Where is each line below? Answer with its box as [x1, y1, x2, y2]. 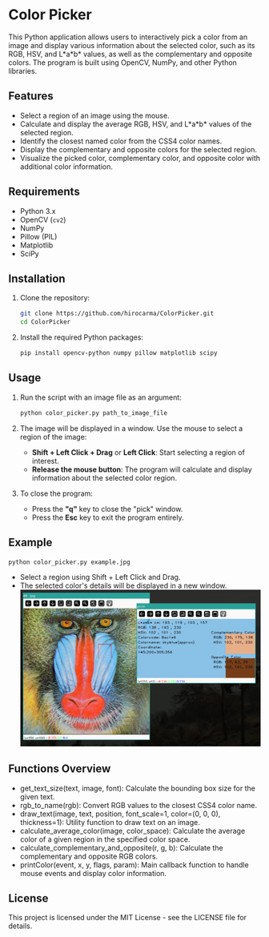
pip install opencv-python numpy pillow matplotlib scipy [19, 349, 218, 357]
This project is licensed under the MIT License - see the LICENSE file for [8, 913, 247, 923]
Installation [8, 271, 66, 285]
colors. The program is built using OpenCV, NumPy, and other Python [8, 58, 238, 67]
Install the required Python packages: [19, 332, 144, 342]
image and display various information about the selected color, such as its [8, 40, 255, 50]
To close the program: [19, 489, 94, 498]
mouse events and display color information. [19, 868, 167, 878]
